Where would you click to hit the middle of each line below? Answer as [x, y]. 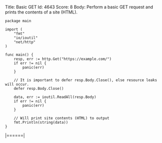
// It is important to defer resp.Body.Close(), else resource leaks [86, 80]
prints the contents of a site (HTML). [41, 12]
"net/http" [25, 42]
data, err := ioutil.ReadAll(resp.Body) [55, 97]
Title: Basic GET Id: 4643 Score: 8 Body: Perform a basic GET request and [79, 7]
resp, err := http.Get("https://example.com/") [63, 59]
